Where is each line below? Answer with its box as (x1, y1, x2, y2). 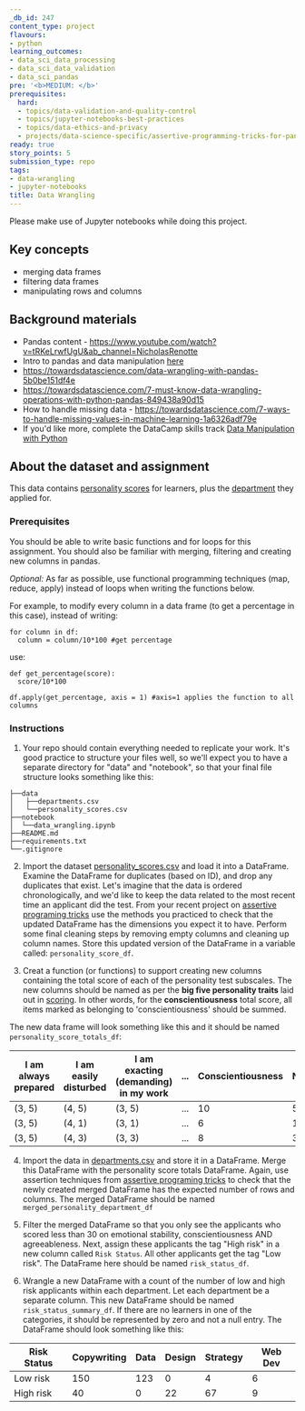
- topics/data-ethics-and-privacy (17, 124, 148, 133)
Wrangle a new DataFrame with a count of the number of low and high (22, 1276, 286, 1286)
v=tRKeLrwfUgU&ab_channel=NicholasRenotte (22, 345, 198, 356)
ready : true (9, 140, 54, 149)
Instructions (9, 722, 65, 735)
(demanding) (114, 1076, 173, 1088)
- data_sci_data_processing (9, 55, 116, 65)
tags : (9, 165, 30, 175)
